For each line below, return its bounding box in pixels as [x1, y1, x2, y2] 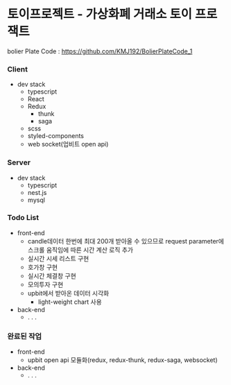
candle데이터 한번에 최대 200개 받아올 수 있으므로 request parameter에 [27, 237, 224, 245]
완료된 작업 [7, 331, 42, 341]
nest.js [27, 188, 47, 196]
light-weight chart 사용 [37, 298, 102, 306]
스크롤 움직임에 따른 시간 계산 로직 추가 [27, 246, 134, 254]
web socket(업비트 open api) [27, 140, 109, 148]
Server [7, 157, 31, 167]
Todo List [7, 213, 40, 223]
